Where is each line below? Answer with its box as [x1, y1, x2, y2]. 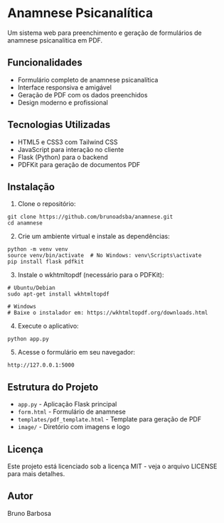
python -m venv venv [7, 246, 69, 253]
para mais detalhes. [7, 470, 65, 478]
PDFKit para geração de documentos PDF [17, 160, 141, 168]
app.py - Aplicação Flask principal [17, 400, 117, 409]
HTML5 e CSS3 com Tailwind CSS [17, 137, 118, 146]
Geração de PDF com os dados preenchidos [17, 90, 148, 99]
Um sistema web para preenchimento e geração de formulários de [7, 28, 203, 37]
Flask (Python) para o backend [17, 153, 108, 161]
